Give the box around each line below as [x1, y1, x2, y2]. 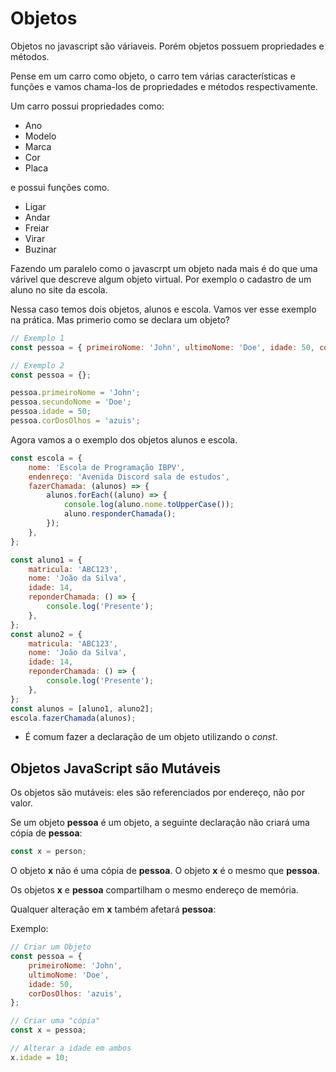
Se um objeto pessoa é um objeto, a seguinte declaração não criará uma [10, 817, 310, 829]
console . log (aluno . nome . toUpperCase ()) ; [63, 500, 235, 510]
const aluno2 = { [10, 629, 83, 639]
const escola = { [10, 453, 83, 463]
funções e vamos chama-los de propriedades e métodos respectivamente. [10, 80, 318, 92]
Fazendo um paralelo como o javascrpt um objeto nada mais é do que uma [10, 262, 318, 274]
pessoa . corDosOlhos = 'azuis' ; [10, 416, 141, 426]
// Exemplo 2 [10, 360, 65, 371]
